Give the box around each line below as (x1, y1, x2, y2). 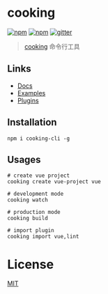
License (7, 256, 54, 272)
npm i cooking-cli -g (7, 134, 70, 142)
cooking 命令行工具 (24, 42, 80, 50)
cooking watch (7, 196, 49, 203)
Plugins (17, 96, 40, 105)
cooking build (7, 215, 49, 222)
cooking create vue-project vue (7, 178, 101, 185)
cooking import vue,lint (7, 233, 79, 240)
